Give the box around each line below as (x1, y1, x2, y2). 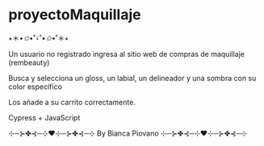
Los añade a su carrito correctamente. (8, 97, 136, 107)
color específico (8, 82, 63, 91)
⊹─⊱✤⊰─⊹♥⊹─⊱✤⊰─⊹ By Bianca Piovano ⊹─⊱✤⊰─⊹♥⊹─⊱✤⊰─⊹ (8, 128, 248, 138)
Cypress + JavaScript (8, 112, 81, 122)
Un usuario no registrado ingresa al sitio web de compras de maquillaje (8, 49, 245, 59)
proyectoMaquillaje (8, 6, 141, 24)
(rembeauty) (8, 58, 50, 67)
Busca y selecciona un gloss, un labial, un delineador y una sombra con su (8, 73, 257, 83)
